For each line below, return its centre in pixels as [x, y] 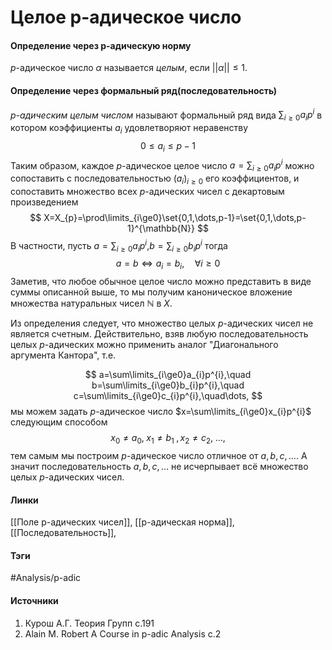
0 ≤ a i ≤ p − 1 [168, 146]
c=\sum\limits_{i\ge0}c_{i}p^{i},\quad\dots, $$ [168, 396]
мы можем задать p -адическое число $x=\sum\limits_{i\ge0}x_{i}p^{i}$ [161, 412]
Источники [34, 600]
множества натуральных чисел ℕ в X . [91, 303]
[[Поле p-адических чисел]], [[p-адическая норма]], [122, 522]
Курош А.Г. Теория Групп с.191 [89, 623]
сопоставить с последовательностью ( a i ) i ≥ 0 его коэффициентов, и [155, 179]
